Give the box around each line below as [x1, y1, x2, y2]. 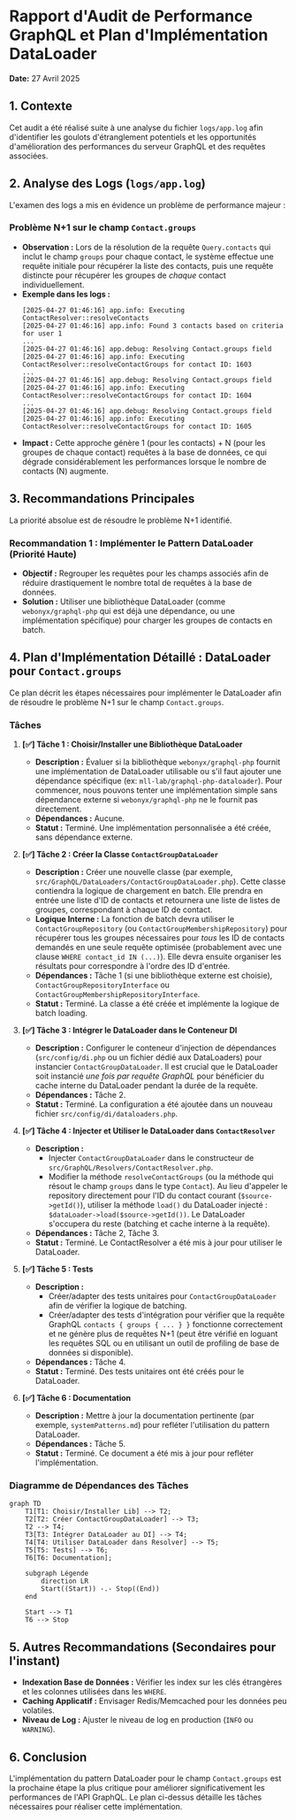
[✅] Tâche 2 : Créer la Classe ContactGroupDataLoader [21, 849, 219, 860]
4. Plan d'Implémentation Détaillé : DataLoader [9, 650, 271, 665]
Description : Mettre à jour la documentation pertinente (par [34, 1410, 254, 1421]
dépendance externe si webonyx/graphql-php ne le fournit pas [34, 795, 258, 805]
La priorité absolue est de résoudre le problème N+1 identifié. [9, 515, 232, 526]
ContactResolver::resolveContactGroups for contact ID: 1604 [21, 391, 253, 400]
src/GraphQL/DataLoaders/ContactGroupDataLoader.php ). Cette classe [34, 876, 286, 887]
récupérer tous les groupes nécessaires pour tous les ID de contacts [34, 933, 285, 943]
